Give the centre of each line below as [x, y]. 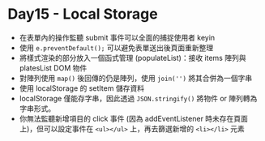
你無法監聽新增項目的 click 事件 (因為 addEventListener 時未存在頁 [130, 118]
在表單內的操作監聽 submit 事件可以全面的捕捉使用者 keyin [117, 37]
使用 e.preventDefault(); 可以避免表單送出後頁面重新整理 [116, 47]
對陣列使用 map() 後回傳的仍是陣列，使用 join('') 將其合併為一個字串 [136, 78]
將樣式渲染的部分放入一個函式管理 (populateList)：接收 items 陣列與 [132, 58]
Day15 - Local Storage [83, 14]
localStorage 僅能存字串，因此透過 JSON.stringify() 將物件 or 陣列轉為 [138, 98]
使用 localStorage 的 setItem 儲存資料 [82, 88]
